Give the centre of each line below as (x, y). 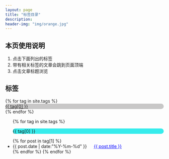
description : (19, 19)
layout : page (19, 10)
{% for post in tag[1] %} (37, 141)
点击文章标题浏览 (30, 71)
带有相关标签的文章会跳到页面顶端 (48, 65)
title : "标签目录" (23, 15)
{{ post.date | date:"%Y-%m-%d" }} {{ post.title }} (67, 146)
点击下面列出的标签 (32, 59)
